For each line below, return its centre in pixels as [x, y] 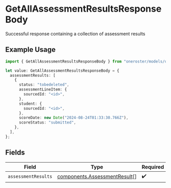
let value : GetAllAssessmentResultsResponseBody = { [62, 71]
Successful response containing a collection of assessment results [75, 34]
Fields [15, 153]
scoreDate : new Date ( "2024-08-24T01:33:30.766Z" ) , [74, 118]
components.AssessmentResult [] [97, 177]
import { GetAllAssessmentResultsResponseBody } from [64, 61]
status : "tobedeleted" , [44, 85]
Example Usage [31, 50]
